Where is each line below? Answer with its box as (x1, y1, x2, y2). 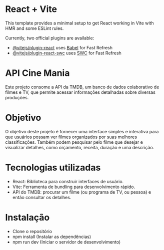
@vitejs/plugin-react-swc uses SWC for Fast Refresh (12, 50, 121, 56)
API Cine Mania (5, 67, 70, 79)
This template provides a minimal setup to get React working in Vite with (5, 20, 154, 26)
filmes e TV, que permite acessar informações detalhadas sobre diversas (5, 89, 156, 95)
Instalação (5, 212, 50, 223)
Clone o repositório (12, 228, 52, 234)
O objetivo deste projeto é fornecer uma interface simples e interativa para (5, 128, 159, 134)
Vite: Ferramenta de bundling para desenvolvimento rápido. (12, 184, 135, 190)
